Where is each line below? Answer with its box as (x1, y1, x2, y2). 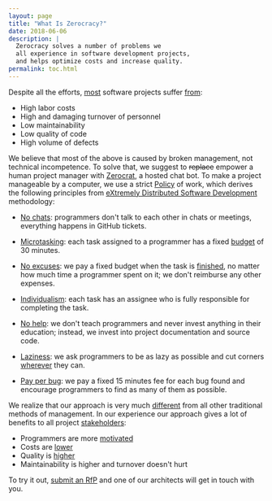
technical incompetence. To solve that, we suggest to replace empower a (8, 162, 254, 172)
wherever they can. (19, 359, 85, 370)
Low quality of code (19, 129, 88, 138)
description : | (8, 34, 60, 43)
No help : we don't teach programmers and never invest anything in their (19, 318, 261, 328)
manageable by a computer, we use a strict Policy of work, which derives (8, 179, 253, 189)
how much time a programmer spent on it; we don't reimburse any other (19, 269, 261, 279)
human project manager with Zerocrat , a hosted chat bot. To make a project (8, 170, 261, 180)
